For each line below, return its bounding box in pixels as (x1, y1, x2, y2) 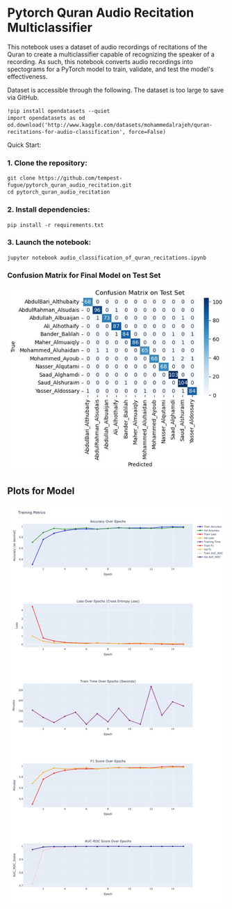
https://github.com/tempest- (38, 175, 123, 182)
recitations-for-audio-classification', (7, 128, 126, 135)
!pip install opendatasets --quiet (7, 107, 110, 114)
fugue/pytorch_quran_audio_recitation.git (7, 182, 132, 189)
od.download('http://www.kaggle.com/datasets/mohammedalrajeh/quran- (7, 121, 213, 128)
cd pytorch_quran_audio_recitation (7, 189, 110, 196)
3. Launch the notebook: (7, 238, 92, 247)
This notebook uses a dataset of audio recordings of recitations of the (7, 42, 208, 51)
